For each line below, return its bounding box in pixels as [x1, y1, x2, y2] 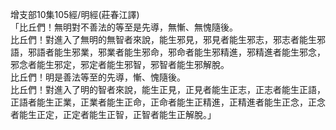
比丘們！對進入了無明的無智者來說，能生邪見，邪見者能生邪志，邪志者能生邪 [10, 34, 326, 45]
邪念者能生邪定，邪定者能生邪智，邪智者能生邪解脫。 [10, 59, 230, 70]
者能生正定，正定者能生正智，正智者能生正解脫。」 [10, 109, 217, 120]
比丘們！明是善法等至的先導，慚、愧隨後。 [10, 71, 186, 83]
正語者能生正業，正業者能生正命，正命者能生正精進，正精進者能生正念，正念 [10, 96, 326, 108]
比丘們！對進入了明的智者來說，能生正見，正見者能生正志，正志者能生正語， [10, 84, 326, 95]
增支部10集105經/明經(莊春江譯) [10, 9, 140, 20]
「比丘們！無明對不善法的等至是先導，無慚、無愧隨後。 [10, 21, 238, 33]
